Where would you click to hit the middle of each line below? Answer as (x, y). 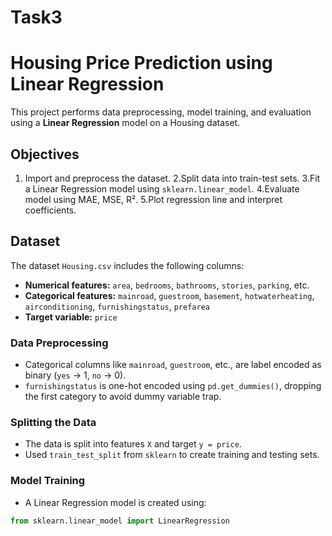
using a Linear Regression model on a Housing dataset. (125, 123)
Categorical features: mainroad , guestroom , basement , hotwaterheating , (169, 295)
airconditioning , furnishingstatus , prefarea (117, 306)
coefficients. (50, 210)
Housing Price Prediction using (141, 63)
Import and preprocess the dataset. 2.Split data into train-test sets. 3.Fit (172, 178)
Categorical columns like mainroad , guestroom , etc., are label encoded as (173, 365)
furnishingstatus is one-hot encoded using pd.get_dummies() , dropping (173, 386)
